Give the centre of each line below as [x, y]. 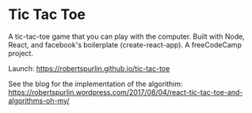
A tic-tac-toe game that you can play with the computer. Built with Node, [127, 36]
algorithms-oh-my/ [39, 100]
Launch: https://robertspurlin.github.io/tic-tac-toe [89, 68]
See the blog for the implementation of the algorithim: [96, 84]
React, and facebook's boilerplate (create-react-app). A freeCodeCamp [125, 44]
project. [21, 53]
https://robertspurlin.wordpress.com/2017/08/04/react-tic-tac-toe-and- [126, 92]
